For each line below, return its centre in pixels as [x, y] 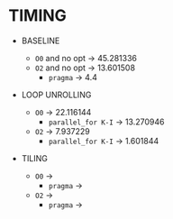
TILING [35, 158]
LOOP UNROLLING [56, 95]
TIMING [37, 16]
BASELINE [41, 41]
